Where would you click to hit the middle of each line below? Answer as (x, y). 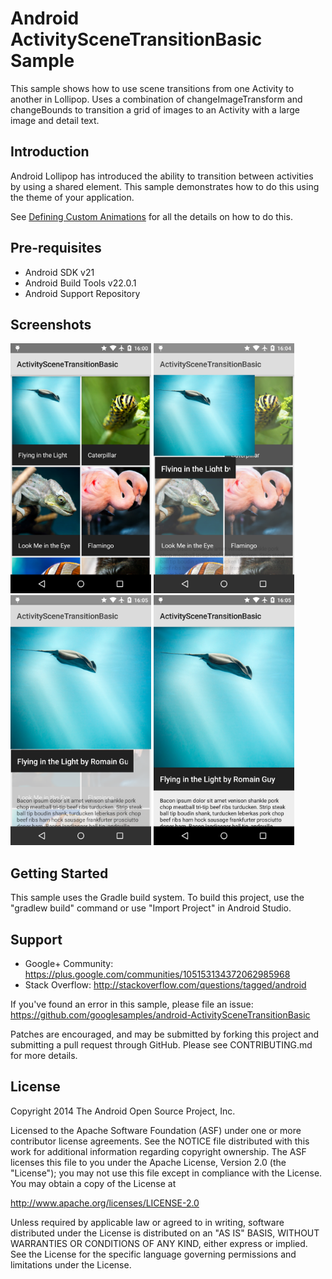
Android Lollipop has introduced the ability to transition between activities (162, 176)
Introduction (50, 152)
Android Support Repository (82, 293)
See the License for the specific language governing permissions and (153, 1254)
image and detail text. (55, 120)
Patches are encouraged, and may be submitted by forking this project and (165, 1034)
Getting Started (59, 873)
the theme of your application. (72, 197)
